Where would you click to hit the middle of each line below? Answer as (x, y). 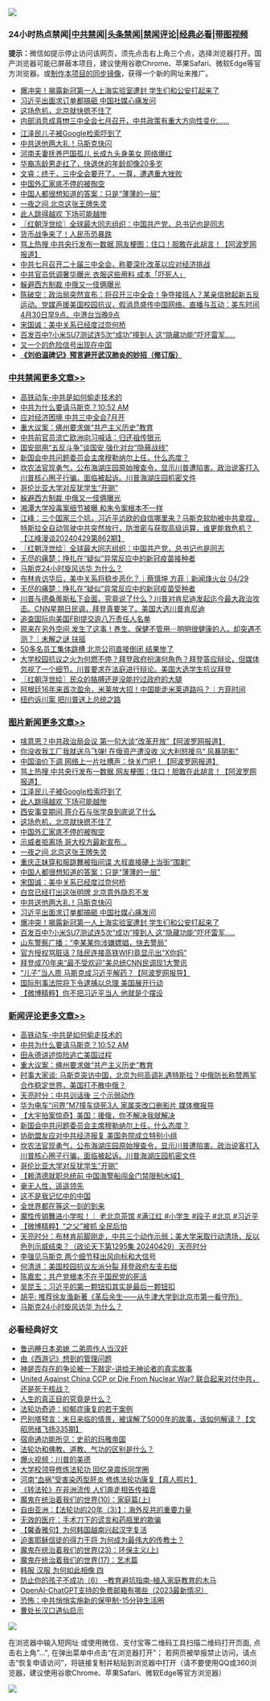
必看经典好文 (33, 1330)
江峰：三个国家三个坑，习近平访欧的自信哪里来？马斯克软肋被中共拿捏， (139, 518)
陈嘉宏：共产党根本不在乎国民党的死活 (83, 1276)
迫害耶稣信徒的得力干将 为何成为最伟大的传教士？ (102, 1540)
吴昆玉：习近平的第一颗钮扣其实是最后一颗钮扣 (97, 1287)
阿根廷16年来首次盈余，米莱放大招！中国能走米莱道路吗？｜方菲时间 (133, 689)
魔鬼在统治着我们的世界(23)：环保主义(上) (89, 1550)
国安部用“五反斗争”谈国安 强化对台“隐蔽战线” (94, 447)
